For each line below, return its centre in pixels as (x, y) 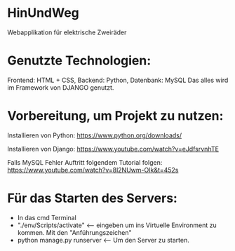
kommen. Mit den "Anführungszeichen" (74, 232)
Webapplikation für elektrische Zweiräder (67, 32)
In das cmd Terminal (47, 217)
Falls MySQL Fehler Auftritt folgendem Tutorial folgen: (85, 162)
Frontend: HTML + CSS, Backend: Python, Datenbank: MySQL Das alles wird (118, 80)
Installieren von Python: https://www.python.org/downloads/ (95, 135)
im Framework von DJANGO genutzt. (61, 87)
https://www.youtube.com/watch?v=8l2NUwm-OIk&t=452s (93, 170)
